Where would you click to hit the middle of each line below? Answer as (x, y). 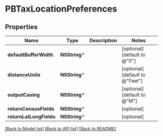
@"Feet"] (132, 81)
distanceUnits (24, 75)
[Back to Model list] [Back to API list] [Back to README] (61, 129)
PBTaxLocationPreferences (61, 9)
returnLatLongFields (32, 117)
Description (103, 41)
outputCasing (24, 95)
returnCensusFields (31, 109)
